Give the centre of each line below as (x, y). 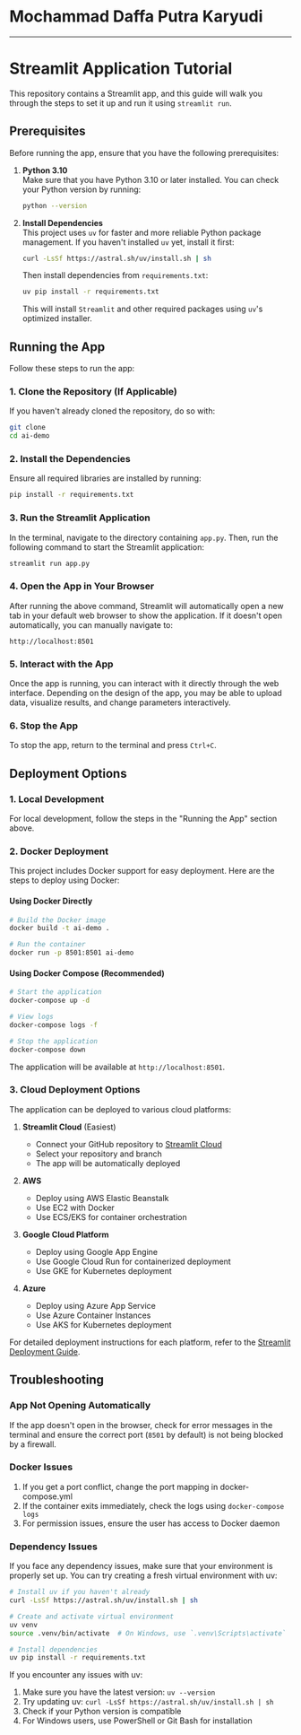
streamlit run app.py (50, 563)
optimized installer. (57, 318)
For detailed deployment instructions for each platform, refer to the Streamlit (150, 1342)
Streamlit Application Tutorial (121, 69)
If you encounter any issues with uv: (76, 1675)
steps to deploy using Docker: (64, 880)
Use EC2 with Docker (75, 1208)
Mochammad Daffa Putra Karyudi (136, 17)
